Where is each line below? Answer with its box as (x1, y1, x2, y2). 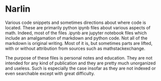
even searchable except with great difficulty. (5, 70, 95, 76)
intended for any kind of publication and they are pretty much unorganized (5, 60, 156, 66)
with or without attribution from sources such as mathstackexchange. (5, 45, 146, 51)
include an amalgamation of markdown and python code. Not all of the (5, 35, 148, 41)
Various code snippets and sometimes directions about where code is (5, 20, 146, 25)
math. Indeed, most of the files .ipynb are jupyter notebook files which (5, 30, 147, 36)
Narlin (5, 3, 31, 15)
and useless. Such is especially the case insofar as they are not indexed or (5, 65, 156, 71)
